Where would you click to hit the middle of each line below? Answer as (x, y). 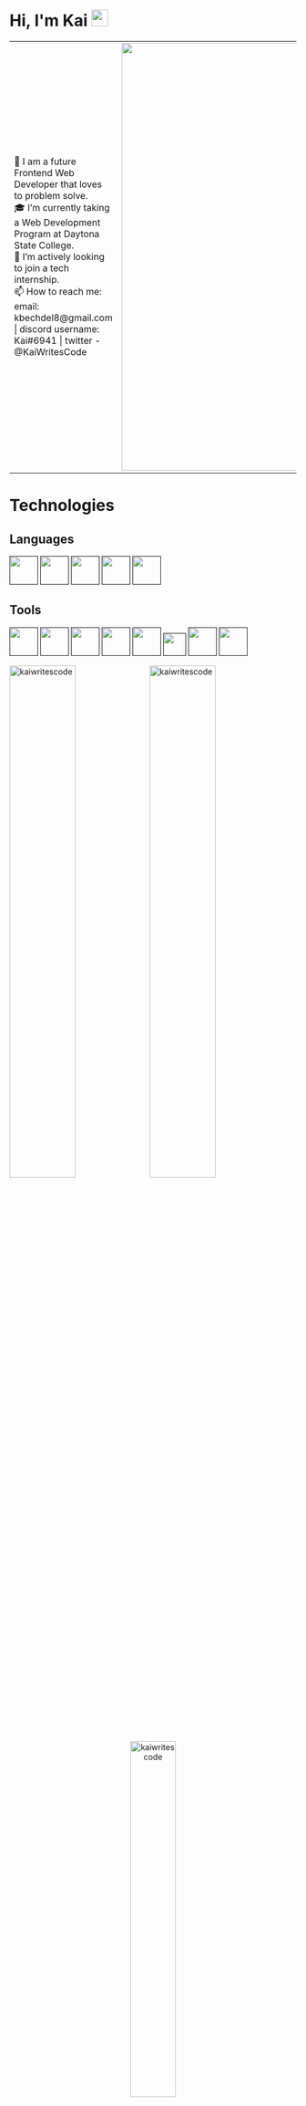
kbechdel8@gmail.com (63, 318)
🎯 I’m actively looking (59, 256)
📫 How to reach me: (58, 291)
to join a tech (42, 267)
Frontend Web (44, 172)
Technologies (62, 506)
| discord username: (57, 328)
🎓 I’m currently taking (62, 207)
